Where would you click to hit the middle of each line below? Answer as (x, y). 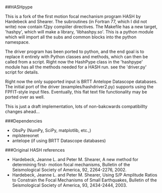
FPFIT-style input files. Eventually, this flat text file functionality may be (76, 92)
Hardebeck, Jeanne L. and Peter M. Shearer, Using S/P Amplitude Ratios (85, 175)
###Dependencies (24, 121)
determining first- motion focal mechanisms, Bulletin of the (71, 165)
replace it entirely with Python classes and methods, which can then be (77, 57)
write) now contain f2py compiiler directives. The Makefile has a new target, (81, 27)
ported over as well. (25, 97)
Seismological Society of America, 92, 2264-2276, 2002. (69, 170)
